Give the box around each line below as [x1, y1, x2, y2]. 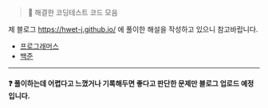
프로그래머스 [19, 41, 60, 51]
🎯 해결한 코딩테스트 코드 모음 [27, 8, 118, 17]
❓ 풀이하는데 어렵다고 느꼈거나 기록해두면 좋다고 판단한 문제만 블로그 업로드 [8, 79, 240, 88]
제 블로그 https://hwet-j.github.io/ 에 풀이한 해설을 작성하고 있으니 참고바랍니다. [8, 25, 258, 34]
